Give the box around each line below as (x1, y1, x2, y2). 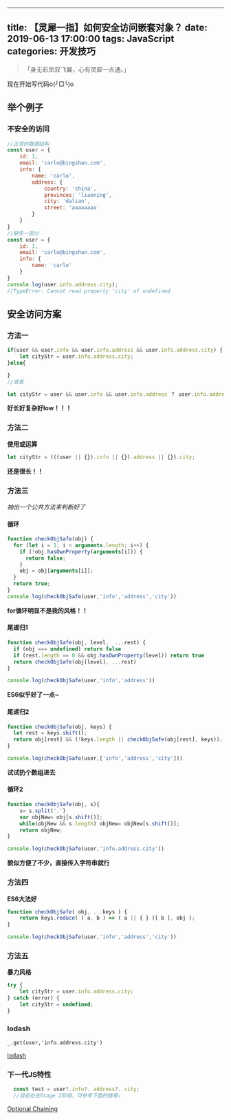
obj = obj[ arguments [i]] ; (19, 567, 94, 575)
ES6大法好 (7, 894, 37, 902)
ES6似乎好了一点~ (7, 690, 60, 699)
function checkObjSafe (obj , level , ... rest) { (7, 640, 146, 646)
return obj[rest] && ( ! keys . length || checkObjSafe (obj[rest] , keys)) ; (13, 736, 223, 743)
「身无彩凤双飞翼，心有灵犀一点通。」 (23, 65, 130, 73)
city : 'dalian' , (43, 198, 91, 205)
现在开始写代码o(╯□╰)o (7, 80, 74, 88)
